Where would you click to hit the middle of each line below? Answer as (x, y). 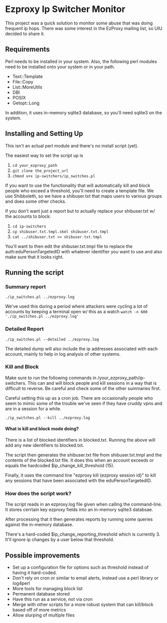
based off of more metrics (39, 610)
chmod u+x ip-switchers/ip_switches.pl (54, 176)
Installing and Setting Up (44, 134)
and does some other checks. (36, 201)
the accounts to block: (28, 216)
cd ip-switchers (29, 226)
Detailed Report (24, 329)
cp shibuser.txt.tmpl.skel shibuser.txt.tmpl (60, 232)
